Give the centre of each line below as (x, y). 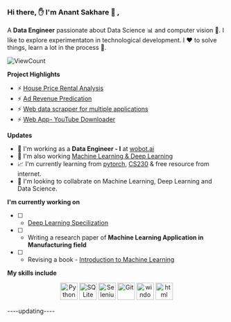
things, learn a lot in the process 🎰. (57, 48)
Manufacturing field (57, 245)
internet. (29, 174)
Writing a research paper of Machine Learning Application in (115, 238)
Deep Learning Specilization (68, 223)
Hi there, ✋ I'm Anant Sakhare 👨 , (63, 12)
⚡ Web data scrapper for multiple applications (83, 109)
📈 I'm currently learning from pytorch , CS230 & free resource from (113, 164)
